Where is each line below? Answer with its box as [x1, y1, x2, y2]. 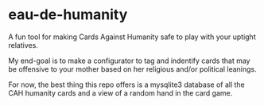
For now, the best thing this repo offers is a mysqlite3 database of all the [8, 80, 245, 89]
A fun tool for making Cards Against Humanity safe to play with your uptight [8, 32, 256, 41]
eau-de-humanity [8, 6, 128, 24]
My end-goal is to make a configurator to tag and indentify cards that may [8, 56, 250, 65]
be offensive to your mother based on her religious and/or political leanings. [8, 64, 257, 73]
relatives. [8, 40, 38, 49]
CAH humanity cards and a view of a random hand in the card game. [8, 88, 233, 97]
